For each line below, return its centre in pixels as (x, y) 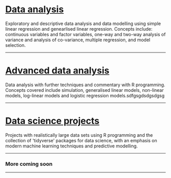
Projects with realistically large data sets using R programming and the (79, 135)
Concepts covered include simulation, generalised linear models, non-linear (84, 90)
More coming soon (29, 164)
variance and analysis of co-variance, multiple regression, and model (78, 40)
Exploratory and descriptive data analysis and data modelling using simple (83, 23)
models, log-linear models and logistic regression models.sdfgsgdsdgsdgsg (85, 95)
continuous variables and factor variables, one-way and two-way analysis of (85, 34)
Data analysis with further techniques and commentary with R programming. (85, 85)
